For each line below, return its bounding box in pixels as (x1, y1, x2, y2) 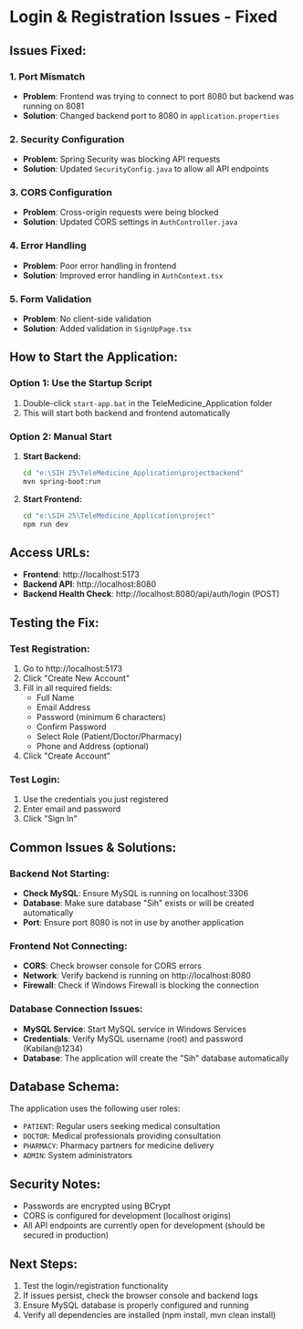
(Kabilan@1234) (22, 1042, 84, 1053)
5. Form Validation (9, 292, 92, 305)
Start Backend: (22, 451, 81, 462)
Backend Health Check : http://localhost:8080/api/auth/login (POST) (22, 589, 280, 600)
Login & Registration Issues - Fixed (9, 6, 278, 27)
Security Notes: (9, 1176, 101, 1192)
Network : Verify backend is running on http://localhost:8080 (22, 970, 251, 981)
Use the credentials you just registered (22, 794, 169, 805)
